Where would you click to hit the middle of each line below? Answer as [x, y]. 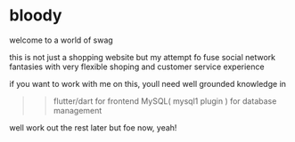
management [78, 110]
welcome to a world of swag [61, 40]
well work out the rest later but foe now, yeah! [93, 127]
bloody [36, 16]
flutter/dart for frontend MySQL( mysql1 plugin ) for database [165, 101]
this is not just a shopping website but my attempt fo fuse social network [143, 57]
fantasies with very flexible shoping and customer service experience [137, 67]
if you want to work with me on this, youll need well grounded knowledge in [148, 83]
